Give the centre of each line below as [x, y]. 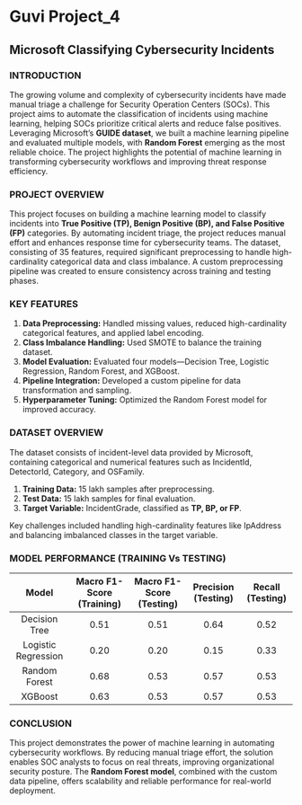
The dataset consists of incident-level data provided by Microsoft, [131, 452]
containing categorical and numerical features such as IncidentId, [131, 462]
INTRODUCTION [45, 75]
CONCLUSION [40, 723]
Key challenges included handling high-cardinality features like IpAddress [145, 525]
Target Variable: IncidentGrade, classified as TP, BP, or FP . [132, 508]
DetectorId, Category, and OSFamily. [77, 471]
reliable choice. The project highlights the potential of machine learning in [146, 152]
